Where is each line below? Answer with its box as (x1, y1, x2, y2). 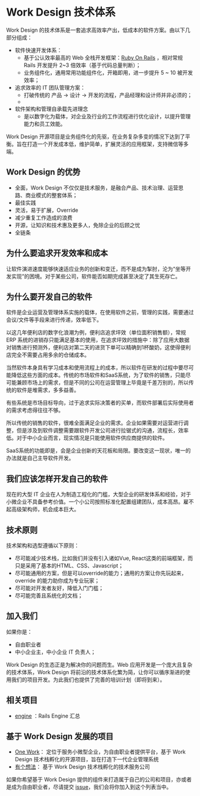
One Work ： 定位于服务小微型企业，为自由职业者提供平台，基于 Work (14, 748, 186, 755)
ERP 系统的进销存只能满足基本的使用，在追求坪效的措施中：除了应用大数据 (6, 336, 190, 344)
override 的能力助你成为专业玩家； (14, 577, 100, 584)
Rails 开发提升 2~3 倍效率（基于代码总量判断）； (23, 61, 141, 69)
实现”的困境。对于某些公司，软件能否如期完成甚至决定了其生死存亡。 (11, 273, 181, 280)
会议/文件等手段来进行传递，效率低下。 (6, 316, 102, 324)
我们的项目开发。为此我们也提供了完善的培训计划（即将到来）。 (11, 676, 165, 683)
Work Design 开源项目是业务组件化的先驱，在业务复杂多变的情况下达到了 (6, 133, 186, 140)
